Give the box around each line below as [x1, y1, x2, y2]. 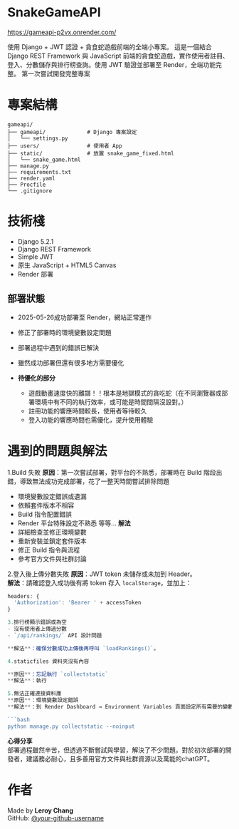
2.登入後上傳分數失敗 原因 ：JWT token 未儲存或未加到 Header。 [7, 570, 197, 578]
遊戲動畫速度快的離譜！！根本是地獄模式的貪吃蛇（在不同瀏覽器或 [28, 388, 222, 397]
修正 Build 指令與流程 [17, 545, 80, 554]
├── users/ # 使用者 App [7, 142, 122, 150]
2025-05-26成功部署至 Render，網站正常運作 [17, 313, 152, 321]
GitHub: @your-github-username [7, 813, 105, 822]
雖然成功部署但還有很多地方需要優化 [17, 358, 124, 367]
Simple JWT [17, 252, 54, 261]
